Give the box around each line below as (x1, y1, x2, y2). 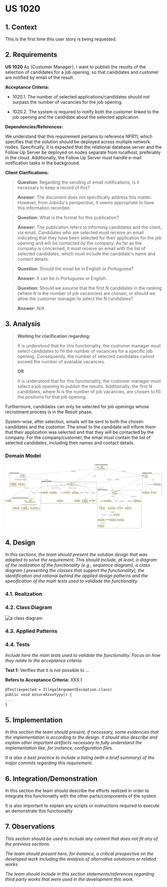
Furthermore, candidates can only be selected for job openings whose (5, 403, 149, 409)
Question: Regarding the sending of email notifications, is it (17, 179, 140, 185)
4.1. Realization (5, 590, 42, 597)
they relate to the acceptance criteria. (5, 657, 83, 664)
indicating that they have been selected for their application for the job (17, 235, 162, 241)
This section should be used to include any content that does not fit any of (5, 836, 158, 842)
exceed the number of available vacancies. (17, 358, 105, 364)
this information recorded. (17, 205, 71, 211)
